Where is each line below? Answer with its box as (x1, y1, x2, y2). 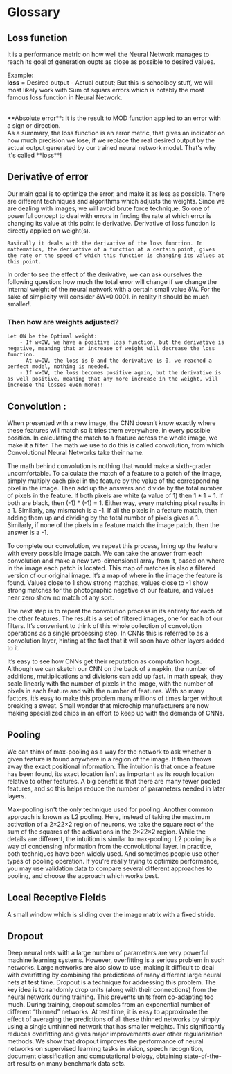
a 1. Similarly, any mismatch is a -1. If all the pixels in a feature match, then (7, 506, 218, 514)
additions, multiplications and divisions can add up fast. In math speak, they (7, 672, 224, 680)
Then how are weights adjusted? (7, 317, 119, 327)
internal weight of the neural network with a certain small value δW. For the (7, 285, 221, 293)
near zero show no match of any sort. (7, 593, 114, 602)
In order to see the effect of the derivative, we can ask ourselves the (7, 270, 202, 279)
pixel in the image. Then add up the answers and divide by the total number (7, 484, 223, 492)
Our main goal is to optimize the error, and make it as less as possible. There (7, 189, 226, 198)
